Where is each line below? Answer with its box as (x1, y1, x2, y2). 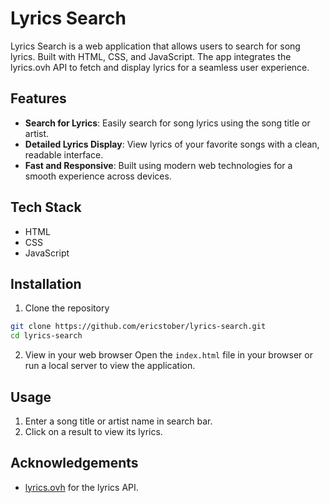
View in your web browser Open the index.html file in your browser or (24, 349, 313, 361)
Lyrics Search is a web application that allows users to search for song (10, 40, 301, 52)
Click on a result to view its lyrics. (24, 425, 163, 437)
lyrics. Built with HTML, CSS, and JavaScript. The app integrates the (10, 50, 292, 62)
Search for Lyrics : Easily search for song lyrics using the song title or (24, 117, 311, 129)
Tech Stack (10, 199, 82, 216)
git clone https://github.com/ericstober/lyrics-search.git (10, 322, 267, 332)
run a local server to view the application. (24, 360, 196, 372)
